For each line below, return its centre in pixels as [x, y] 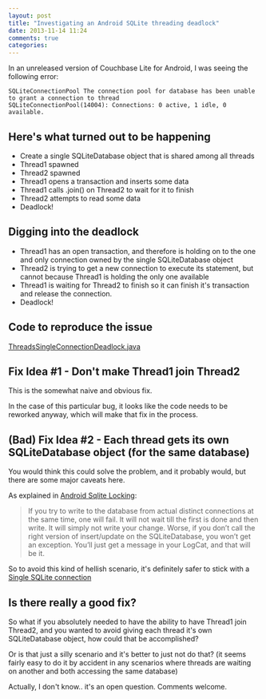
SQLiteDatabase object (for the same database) [129, 452]
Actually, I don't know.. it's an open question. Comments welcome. [118, 687]
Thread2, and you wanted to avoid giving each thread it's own [110, 630]
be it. [36, 554]
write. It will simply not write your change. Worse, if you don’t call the [141, 528]
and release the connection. [66, 293]
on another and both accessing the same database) [93, 671]
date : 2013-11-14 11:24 [48, 30]
